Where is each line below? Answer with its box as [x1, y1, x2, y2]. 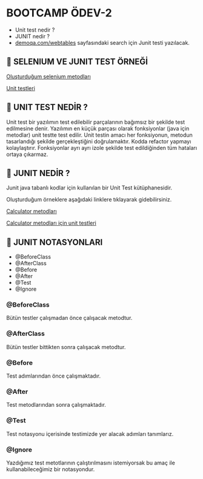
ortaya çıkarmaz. [6, 151, 48, 158]
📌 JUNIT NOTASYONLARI [6, 237, 103, 247]
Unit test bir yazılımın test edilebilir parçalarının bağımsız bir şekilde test [6, 118, 185, 126]
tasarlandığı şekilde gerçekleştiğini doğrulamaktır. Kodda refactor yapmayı [6, 137, 191, 145]
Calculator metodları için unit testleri [6, 219, 97, 227]
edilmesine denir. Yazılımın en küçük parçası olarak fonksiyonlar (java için [6, 124, 190, 132]
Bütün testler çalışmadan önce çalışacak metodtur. [6, 314, 133, 322]
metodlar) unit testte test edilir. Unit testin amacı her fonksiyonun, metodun [6, 131, 193, 138]
